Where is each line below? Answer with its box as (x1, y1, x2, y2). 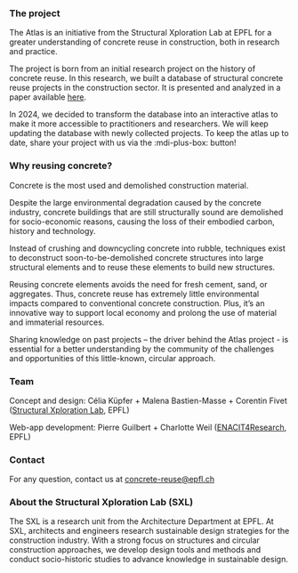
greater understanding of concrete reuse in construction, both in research (9, 36, 280, 47)
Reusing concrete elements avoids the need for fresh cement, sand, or (9, 278, 268, 289)
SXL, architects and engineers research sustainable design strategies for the (9, 526, 290, 537)
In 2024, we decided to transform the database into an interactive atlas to (9, 109, 278, 120)
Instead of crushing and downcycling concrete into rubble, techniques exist (9, 243, 286, 254)
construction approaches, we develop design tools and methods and (9, 545, 261, 555)
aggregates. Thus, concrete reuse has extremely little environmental (9, 288, 260, 299)
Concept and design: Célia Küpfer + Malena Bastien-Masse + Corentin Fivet (9, 395, 287, 406)
